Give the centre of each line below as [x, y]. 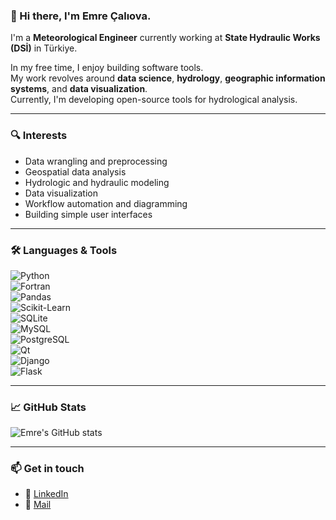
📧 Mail [38, 505]
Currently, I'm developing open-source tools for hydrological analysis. [154, 100]
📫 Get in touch [47, 469]
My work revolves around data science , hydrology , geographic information [168, 78]
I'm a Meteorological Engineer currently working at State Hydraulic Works [165, 38]
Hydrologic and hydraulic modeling [97, 182]
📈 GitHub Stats [48, 407]
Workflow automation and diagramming [106, 203]
